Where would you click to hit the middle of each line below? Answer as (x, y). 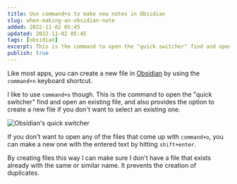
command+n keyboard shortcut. (50, 80)
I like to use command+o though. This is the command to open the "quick (110, 94)
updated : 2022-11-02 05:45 (47, 33)
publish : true (28, 54)
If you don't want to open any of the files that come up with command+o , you (116, 136)
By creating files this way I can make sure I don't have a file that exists (109, 158)
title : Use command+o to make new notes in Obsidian (86, 14)
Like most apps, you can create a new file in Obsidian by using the (103, 73)
